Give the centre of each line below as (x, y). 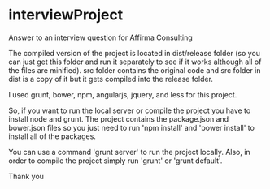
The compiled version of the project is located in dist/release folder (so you (135, 53)
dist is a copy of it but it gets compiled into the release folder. (111, 79)
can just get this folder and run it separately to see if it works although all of (135, 62)
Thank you (26, 176)
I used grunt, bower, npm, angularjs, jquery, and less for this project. (123, 94)
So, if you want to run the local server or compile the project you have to (130, 110)
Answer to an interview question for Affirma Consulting (100, 37)
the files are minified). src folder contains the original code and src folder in (135, 70)
